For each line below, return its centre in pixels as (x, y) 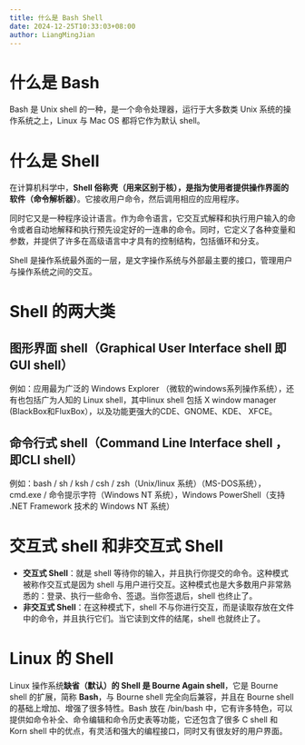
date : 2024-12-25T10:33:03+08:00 (73, 26)
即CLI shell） (46, 460)
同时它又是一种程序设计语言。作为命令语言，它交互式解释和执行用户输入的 (148, 218)
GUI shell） (41, 365)
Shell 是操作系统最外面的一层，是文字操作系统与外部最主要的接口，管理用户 (151, 261)
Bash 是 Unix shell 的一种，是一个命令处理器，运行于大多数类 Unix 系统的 (147, 109)
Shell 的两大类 (63, 312)
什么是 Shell (54, 161)
